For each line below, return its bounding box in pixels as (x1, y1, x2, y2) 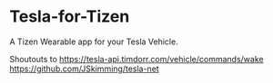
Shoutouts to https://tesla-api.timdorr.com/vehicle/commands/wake (9, 53, 264, 64)
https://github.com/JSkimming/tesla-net (9, 63, 159, 74)
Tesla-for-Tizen (9, 6, 130, 27)
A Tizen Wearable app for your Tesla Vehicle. (9, 36, 179, 47)
